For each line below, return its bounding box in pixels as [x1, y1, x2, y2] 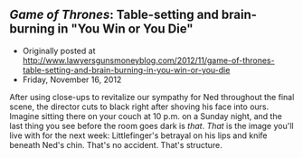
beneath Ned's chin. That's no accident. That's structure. [9, 139, 223, 150]
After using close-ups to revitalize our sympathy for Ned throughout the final [9, 91, 295, 102]
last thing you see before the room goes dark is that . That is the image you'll [9, 120, 294, 131]
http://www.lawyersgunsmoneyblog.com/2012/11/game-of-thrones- [22, 54, 275, 66]
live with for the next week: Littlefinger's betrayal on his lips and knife [9, 130, 269, 141]
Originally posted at [22, 45, 96, 56]
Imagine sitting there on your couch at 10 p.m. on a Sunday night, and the [9, 110, 282, 121]
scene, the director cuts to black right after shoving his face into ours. [9, 101, 270, 112]
